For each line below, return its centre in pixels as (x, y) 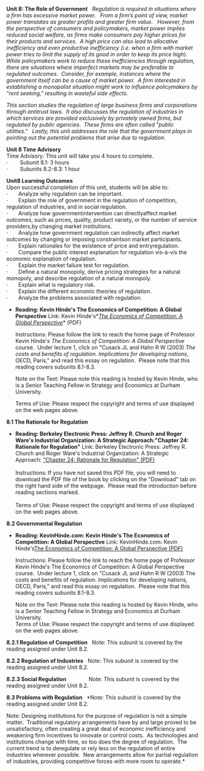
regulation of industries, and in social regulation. (67, 207)
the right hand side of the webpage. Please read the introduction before (106, 486)
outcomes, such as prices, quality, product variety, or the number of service (102, 220)
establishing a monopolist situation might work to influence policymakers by (102, 87)
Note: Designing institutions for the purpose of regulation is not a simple (97, 716)
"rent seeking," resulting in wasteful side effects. (67, 93)
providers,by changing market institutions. (59, 226)
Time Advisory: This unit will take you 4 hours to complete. (80, 156)
